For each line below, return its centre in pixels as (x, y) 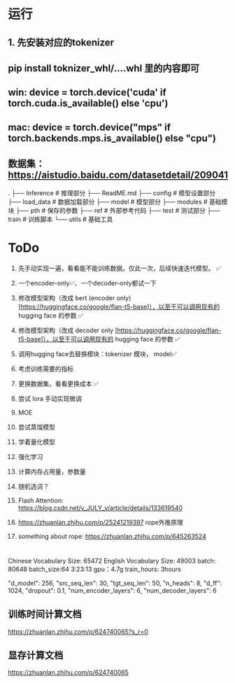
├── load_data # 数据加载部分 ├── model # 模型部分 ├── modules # (108, 202)
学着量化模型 (36, 442)
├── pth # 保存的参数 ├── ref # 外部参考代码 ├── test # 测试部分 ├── (118, 210)
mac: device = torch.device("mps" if (89, 127)
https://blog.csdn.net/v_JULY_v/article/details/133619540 (100, 507)
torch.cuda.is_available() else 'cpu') (88, 103)
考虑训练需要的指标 (46, 369)
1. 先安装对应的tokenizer (61, 42)
